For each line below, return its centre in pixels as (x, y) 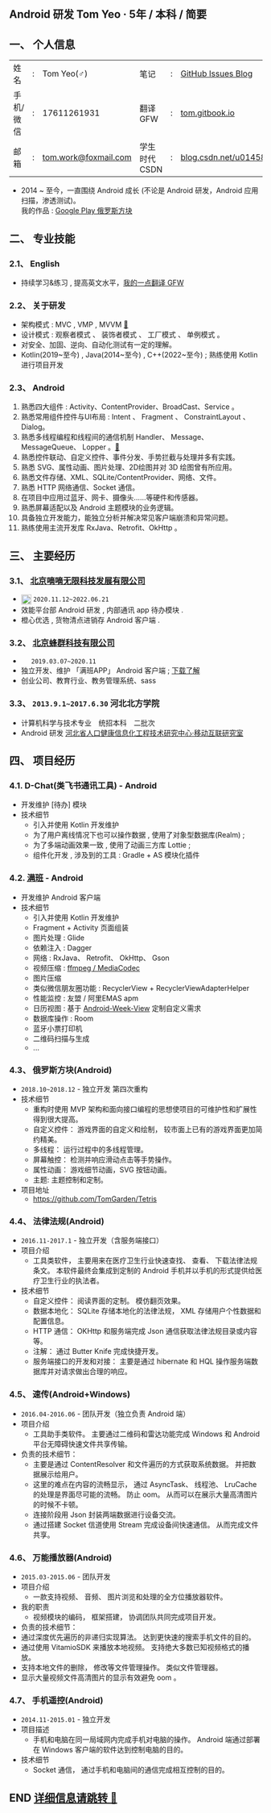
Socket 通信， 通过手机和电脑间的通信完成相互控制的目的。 (131, 1770)
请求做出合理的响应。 (96, 1372)
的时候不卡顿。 (57, 1504)
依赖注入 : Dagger (62, 947)
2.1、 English (35, 263)
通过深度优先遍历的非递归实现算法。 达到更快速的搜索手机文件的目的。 (138, 1637)
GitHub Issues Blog (216, 73)
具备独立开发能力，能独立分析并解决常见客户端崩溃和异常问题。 (126, 518)
